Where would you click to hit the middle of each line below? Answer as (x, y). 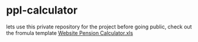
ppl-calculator (42, 10)
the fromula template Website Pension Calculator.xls (70, 33)
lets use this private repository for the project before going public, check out (99, 27)
